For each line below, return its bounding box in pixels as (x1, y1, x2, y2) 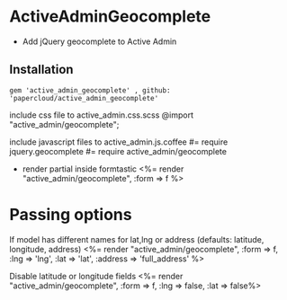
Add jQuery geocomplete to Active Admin (22, 36, 177, 47)
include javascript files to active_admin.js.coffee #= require (9, 137, 229, 147)
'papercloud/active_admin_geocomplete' (9, 93, 159, 102)
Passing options (9, 204, 132, 225)
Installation (9, 62, 74, 77)
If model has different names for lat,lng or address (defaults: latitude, (9, 234, 265, 244)
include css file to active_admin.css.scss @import (9, 110, 194, 120)
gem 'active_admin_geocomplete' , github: (9, 85, 171, 95)
